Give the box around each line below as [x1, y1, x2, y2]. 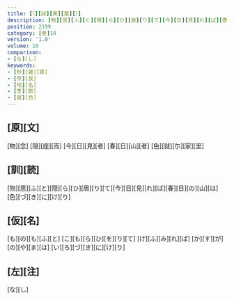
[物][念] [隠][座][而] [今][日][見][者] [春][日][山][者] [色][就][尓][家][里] [7, 141, 204, 150]
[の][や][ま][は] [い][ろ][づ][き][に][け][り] [7, 243, 125, 251]
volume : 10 [7, 42, 39, 49]
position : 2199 [7, 23, 52, 30]
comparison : [7, 49, 42, 56]
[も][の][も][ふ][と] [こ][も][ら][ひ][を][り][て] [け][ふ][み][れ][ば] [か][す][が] [7, 235, 224, 243]
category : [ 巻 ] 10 [7, 29, 57, 37]
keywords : [7, 62, 36, 69]
